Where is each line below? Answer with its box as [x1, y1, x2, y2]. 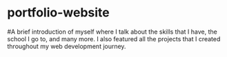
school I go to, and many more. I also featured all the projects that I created [7, 34, 221, 43]
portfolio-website [7, 5, 110, 21]
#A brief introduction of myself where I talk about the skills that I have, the [7, 27, 217, 36]
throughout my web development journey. [7, 42, 126, 50]
